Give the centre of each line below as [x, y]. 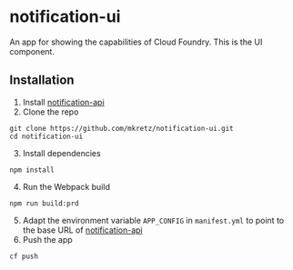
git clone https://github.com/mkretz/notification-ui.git [121, 128]
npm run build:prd [44, 203]
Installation [42, 80]
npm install [32, 170]
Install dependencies [62, 153]
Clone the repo [51, 112]
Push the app [47, 239]
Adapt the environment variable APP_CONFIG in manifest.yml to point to [153, 220]
